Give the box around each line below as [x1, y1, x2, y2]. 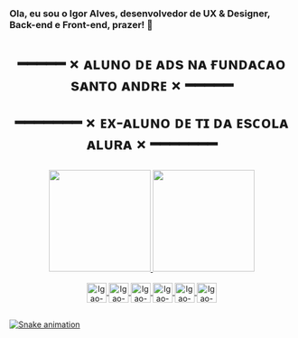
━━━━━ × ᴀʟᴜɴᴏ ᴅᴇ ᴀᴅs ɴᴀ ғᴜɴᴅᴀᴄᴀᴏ [17, 53, 286, 74]
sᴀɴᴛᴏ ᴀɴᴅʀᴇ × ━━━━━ [70, 75, 233, 96]
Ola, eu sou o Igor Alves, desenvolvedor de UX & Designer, [9, 7, 271, 20]
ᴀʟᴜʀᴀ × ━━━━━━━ [86, 134, 218, 155]
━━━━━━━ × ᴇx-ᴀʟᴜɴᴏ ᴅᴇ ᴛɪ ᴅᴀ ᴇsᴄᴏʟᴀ [14, 112, 289, 133]
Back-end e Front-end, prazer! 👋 [9, 18, 154, 31]
